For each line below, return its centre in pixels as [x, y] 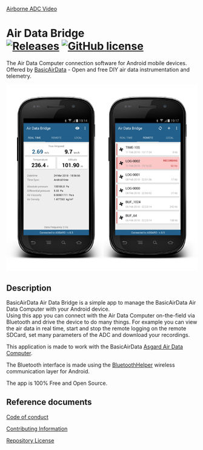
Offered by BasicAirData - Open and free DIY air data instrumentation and [98, 69]
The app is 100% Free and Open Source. [57, 383]
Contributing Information [37, 429]
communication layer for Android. [48, 372]
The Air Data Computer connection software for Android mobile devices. [97, 63]
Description [29, 288]
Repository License [30, 440]
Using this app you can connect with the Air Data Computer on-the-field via [101, 316]
